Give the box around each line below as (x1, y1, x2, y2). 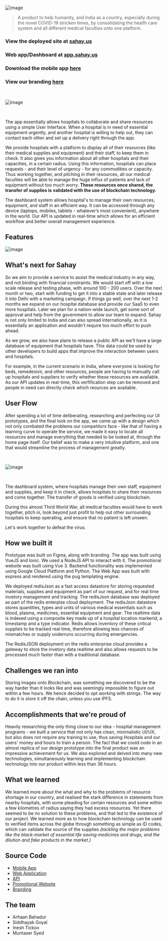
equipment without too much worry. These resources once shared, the (5, 182, 153, 188)
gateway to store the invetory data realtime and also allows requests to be (5, 646, 158, 652)
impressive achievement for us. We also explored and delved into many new (5, 750, 162, 756)
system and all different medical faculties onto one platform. (17, 25, 142, 31)
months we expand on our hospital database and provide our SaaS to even (5, 301, 159, 307)
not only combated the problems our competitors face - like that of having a (5, 423, 162, 429)
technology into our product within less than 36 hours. (5, 761, 117, 767)
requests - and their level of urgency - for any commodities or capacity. (5, 166, 153, 172)
